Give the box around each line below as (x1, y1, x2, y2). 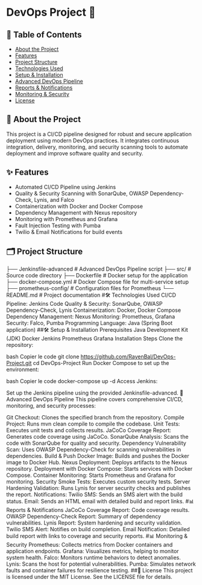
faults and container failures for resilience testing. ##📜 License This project (6, 567, 193, 574)
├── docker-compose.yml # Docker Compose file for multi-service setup (6, 278, 189, 286)
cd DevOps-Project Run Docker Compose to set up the (33, 360, 169, 367)
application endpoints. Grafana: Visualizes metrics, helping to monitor (6, 548, 179, 555)
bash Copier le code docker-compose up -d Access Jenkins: (6, 378, 158, 385)
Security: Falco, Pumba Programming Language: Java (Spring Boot (6, 320, 173, 327)
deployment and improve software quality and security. (6, 149, 144, 157)
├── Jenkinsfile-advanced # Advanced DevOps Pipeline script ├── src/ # (6, 265, 192, 273)
